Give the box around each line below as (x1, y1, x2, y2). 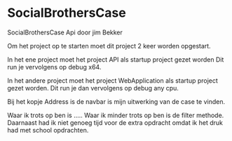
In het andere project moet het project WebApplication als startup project (7, 76, 219, 85)
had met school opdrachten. (7, 126, 89, 134)
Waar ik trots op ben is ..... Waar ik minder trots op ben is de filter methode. (7, 111, 224, 119)
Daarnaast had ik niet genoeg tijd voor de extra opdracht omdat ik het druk (7, 118, 223, 127)
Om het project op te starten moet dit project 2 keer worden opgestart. (7, 41, 212, 50)
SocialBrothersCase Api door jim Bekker (7, 28, 123, 36)
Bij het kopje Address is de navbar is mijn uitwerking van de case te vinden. (7, 97, 226, 106)
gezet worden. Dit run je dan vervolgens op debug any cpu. (7, 83, 179, 92)
